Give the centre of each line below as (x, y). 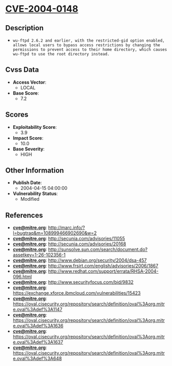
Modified (30, 199)
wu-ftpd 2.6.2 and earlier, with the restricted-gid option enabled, (89, 41)
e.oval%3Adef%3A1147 (37, 310)
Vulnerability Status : (35, 194)
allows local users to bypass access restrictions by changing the (86, 45)
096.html (22, 277)
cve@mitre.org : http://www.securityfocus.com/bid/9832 (73, 282)
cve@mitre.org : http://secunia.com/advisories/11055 (69, 239)
